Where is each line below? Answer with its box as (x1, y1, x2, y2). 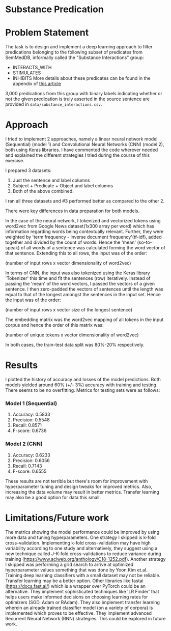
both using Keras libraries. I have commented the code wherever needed (5, 147, 158, 153)
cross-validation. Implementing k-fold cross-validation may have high (5, 539, 151, 546)
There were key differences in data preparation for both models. (5, 208, 140, 214)
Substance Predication (5, 4, 104, 15)
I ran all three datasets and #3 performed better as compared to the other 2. (5, 198, 165, 204)
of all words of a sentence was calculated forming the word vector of (20, 245, 165, 251)
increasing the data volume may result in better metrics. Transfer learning (5, 489, 159, 495)
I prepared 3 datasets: (5, 167, 52, 174)
